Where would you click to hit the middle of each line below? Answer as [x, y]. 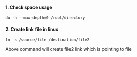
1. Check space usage [29, 7]
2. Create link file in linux [32, 29]
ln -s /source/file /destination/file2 [47, 40]
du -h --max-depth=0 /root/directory [45, 18]
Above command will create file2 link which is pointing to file [68, 49]
